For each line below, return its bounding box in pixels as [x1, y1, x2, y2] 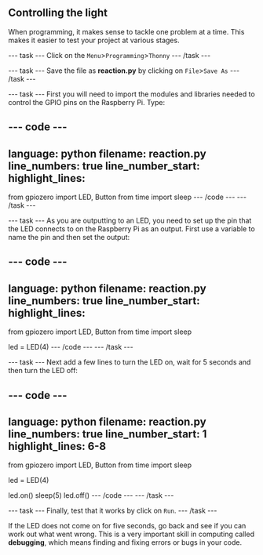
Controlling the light [8, 6, 108, 20]
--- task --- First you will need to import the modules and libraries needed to [8, 89, 255, 99]
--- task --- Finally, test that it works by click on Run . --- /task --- [8, 506, 217, 516]
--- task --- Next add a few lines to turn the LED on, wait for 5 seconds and [8, 357, 251, 367]
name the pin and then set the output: [8, 233, 130, 242]
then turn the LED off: [8, 366, 79, 375]
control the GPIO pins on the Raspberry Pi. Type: [8, 97, 166, 107]
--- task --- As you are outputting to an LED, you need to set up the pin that [8, 216, 252, 226]
